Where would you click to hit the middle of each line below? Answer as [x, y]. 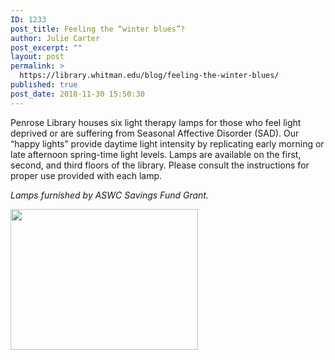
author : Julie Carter [55, 38]
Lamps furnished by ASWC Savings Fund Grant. [109, 195]
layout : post [37, 57]
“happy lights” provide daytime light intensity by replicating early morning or [167, 143]
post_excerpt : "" [46, 47]
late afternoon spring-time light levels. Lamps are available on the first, [156, 154]
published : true [44, 85]
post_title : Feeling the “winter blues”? [98, 29]
